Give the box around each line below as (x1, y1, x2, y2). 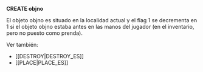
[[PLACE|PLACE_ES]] (15, 59, 69, 66)
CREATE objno (6, 5, 44, 12)
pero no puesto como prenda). (6, 29, 83, 37)
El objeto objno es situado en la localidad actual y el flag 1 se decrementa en (6, 17, 198, 23)
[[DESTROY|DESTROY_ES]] (15, 53, 84, 59)
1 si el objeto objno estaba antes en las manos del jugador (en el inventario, (6, 23, 194, 30)
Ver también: (6, 41, 38, 48)
